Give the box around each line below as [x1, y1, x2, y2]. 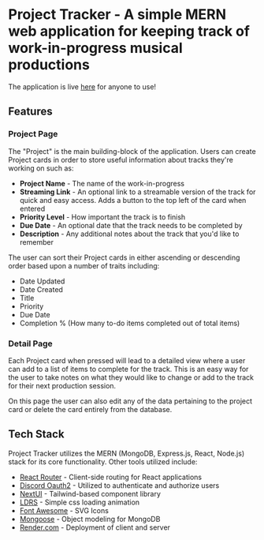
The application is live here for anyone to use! [8, 81, 156, 92]
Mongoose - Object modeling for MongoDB [19, 514, 161, 523]
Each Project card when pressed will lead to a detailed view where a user [8, 355, 246, 365]
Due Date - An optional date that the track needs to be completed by [19, 220, 243, 230]
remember [19, 237, 54, 246]
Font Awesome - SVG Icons [19, 505, 109, 515]
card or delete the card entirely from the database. [8, 404, 173, 414]
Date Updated [19, 276, 65, 286]
